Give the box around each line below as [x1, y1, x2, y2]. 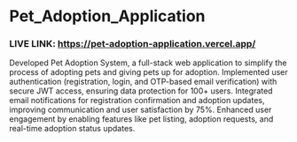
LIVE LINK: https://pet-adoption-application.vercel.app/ [9, 38, 256, 50]
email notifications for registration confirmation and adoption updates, [9, 95, 265, 106]
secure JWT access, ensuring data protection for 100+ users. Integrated [9, 86, 273, 96]
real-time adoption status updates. [9, 123, 136, 134]
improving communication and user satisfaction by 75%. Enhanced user [9, 104, 272, 116]
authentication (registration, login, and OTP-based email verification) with [9, 77, 277, 87]
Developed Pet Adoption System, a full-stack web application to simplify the [9, 57, 287, 68]
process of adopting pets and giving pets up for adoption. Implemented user [9, 67, 288, 78]
